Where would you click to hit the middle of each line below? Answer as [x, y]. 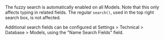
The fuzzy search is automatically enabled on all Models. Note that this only [82, 7]
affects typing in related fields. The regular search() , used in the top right [80, 12]
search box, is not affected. [33, 18]
